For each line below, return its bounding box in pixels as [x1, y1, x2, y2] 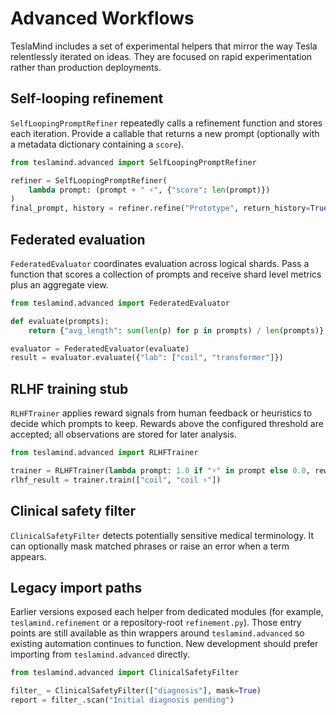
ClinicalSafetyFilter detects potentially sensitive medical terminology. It [10, 529, 315, 541]
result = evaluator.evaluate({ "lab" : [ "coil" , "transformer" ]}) [10, 353, 284, 363]
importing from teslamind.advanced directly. [10, 648, 190, 661]
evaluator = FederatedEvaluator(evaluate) [10, 343, 190, 354]
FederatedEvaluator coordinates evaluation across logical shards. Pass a [10, 257, 310, 269]
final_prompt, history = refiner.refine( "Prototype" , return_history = [10, 203, 311, 214]
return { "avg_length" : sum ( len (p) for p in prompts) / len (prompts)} [28, 325, 325, 336]
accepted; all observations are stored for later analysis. [10, 428, 238, 441]
